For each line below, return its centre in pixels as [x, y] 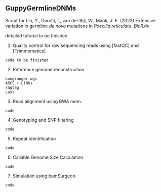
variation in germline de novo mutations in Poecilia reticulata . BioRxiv [77, 26]
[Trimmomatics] [29, 51]
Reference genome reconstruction [48, 69]
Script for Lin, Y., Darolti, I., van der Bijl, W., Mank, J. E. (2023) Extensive [80, 20]
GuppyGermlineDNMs [41, 8]
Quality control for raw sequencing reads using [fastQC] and [76, 45]
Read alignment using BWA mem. [47, 101]
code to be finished [27, 60]
